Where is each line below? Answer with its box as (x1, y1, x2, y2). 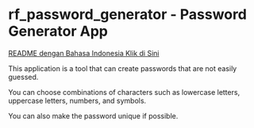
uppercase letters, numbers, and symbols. (8, 96, 147, 105)
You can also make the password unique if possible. (8, 111, 179, 120)
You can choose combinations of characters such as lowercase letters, (8, 87, 241, 96)
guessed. (8, 72, 39, 81)
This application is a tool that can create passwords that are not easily (8, 63, 237, 73)
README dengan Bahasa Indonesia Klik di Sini (8, 48, 160, 58)
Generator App (8, 22, 109, 40)
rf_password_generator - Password (8, 6, 248, 24)
